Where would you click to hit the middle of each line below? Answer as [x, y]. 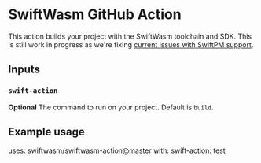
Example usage [46, 132]
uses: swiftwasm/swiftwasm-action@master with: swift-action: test [117, 150]
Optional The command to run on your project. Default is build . [111, 107]
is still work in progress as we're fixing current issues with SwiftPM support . [131, 44]
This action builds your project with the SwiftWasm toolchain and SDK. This [130, 36]
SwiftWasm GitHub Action [95, 15]
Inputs [24, 70]
